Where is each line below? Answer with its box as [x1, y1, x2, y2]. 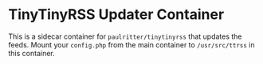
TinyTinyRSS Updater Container [8, 6, 225, 24]
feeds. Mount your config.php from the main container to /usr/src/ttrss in [8, 40, 255, 49]
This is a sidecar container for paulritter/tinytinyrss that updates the [8, 32, 242, 41]
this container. [8, 48, 56, 58]
